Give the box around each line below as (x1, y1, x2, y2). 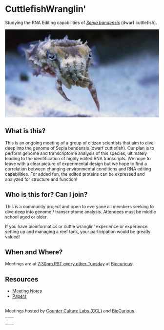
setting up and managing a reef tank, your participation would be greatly (5, 229, 151, 235)
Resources (5, 275, 39, 283)
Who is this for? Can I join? (5, 190, 88, 199)
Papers (12, 293, 27, 299)
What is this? (5, 127, 46, 135)
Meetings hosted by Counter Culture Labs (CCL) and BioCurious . (5, 308, 136, 314)
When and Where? (5, 248, 63, 256)
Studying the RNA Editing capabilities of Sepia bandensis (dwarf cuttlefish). (5, 20, 157, 25)
